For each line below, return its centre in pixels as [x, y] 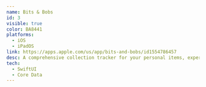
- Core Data [27, 75]
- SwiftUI [24, 69]
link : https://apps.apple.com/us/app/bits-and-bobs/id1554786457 [91, 52]
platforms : [20, 35]
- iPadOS [23, 47]
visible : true [25, 23]
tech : [13, 63]
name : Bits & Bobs [30, 12]
